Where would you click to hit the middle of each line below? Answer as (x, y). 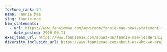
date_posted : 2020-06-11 (40, 33)
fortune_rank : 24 (23, 10)
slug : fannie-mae (23, 19)
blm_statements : (22, 24)
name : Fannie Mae (23, 14)
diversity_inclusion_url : (32, 42)
